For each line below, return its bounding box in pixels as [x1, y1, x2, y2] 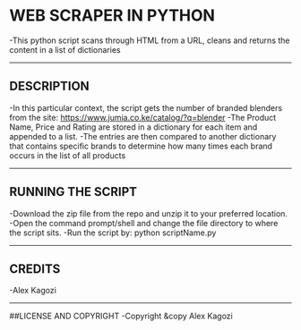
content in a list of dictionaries [9, 44, 121, 55]
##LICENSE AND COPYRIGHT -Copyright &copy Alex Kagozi [9, 310, 233, 322]
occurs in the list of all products [9, 149, 126, 161]
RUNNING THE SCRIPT [9, 184, 137, 199]
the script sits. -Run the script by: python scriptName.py [9, 227, 217, 238]
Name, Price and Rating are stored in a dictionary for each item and [9, 122, 258, 132]
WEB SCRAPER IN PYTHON [9, 5, 215, 26]
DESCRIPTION [9, 79, 90, 94]
